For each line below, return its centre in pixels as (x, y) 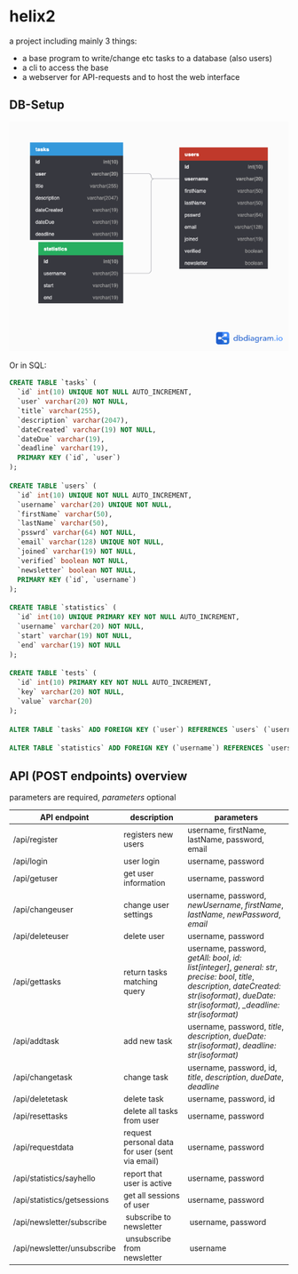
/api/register (35, 839)
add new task (148, 1040)
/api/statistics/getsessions (61, 1200)
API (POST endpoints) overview (98, 776)
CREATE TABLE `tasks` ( (53, 383)
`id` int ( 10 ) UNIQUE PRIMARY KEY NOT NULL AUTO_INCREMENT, (129, 617)
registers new (149, 835)
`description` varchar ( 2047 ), (73, 420)
